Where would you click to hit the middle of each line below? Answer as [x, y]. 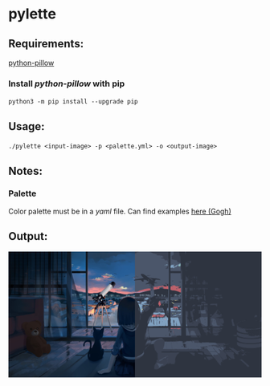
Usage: [27, 126]
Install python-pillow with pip [67, 83]
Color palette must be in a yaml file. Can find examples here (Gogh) [120, 211]
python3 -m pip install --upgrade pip [73, 102]
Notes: [25, 171]
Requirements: [46, 44]
